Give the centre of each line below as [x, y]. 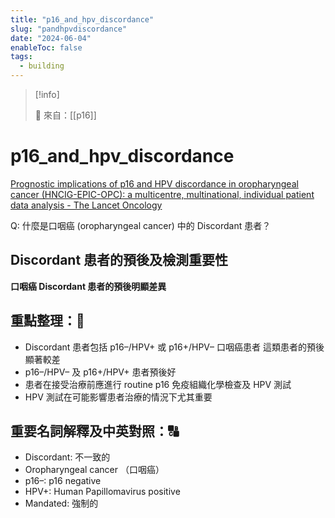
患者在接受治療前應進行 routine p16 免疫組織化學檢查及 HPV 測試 [158, 384]
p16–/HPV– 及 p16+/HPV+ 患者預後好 [100, 372]
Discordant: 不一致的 [67, 457]
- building [42, 66]
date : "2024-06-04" [51, 38]
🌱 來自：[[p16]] [65, 115]
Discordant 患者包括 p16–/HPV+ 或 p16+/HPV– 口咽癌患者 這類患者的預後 [174, 347]
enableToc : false [46, 47]
